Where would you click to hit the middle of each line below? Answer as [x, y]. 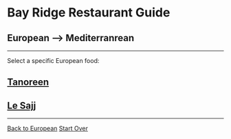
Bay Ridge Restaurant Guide [89, 13]
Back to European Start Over [47, 129]
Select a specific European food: [53, 61]
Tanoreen [28, 83]
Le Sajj [22, 105]
